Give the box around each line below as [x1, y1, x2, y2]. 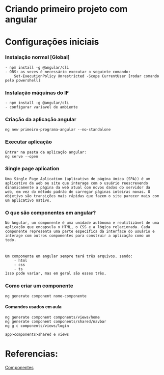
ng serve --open [5, 154, 38, 159]
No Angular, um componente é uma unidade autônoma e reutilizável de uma [5, 220, 160, 225]
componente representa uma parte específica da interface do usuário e [5, 229, 155, 234]
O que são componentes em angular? [5, 209, 96, 216]
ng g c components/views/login [5, 323, 69, 328]
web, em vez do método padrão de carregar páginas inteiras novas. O [5, 189, 151, 194]
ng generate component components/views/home [5, 315, 100, 320]
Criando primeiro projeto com [5, 3, 128, 15]
